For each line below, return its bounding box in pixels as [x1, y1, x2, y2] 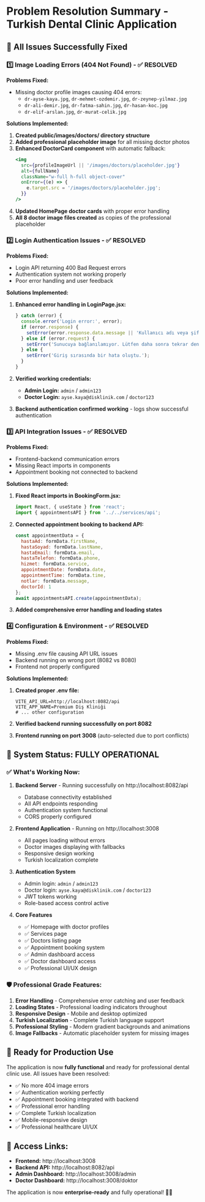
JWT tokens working [24, 893, 77, 900]
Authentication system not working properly [15, 271, 127, 278]
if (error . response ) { [21, 324, 79, 330]
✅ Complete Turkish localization [15, 1109, 97, 1116]
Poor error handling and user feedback [15, 277, 114, 285]
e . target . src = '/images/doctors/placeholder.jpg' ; [26, 185, 161, 191]
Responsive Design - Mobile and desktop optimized [15, 1010, 147, 1017]
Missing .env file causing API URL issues [15, 650, 118, 657]
